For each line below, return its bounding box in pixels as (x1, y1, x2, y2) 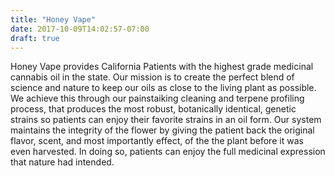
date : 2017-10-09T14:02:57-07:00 (10, 24, 150, 34)
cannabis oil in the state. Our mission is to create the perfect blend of (10, 71, 295, 83)
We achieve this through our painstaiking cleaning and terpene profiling (10, 92, 305, 105)
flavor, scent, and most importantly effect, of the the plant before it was (10, 135, 304, 147)
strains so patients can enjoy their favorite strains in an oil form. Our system (10, 114, 322, 126)
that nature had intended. (10, 156, 115, 168)
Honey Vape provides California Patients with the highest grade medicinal (10, 61, 314, 73)
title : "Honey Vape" (10, 14, 97, 25)
